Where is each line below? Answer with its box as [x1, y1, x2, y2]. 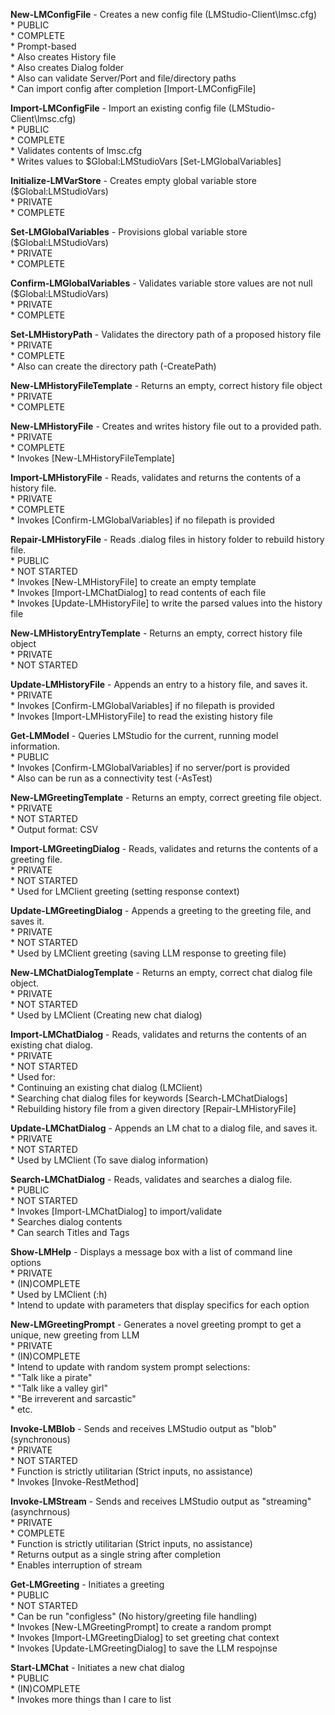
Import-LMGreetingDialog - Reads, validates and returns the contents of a [10, 843, 319, 854]
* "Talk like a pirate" [10, 1372, 93, 1383]
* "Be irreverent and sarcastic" [10, 1393, 137, 1404]
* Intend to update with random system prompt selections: [10, 1361, 251, 1373]
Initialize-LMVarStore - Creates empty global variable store [10, 175, 257, 186]
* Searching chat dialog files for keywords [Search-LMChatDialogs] [10, 1092, 288, 1104]
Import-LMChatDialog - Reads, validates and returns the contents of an [10, 1029, 307, 1040]
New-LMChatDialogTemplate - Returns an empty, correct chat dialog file [10, 967, 313, 978]
